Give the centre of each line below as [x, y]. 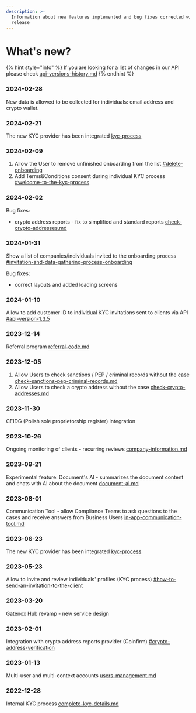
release [21, 22]
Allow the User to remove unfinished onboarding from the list [88, 164]
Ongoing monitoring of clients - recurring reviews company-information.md [97, 449]
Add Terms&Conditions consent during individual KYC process [90, 176]
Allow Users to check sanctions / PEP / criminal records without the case [102, 375]
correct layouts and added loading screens [66, 284]
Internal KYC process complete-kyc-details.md [62, 704]
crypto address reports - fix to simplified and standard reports [89, 222]
